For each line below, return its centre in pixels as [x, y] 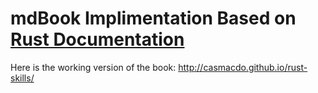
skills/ [22, 78]
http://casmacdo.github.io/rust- [243, 67]
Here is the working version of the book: [93, 67]
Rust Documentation [97, 39]
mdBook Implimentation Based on [153, 18]
